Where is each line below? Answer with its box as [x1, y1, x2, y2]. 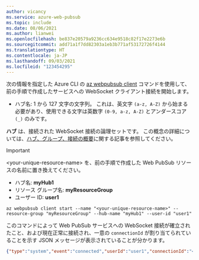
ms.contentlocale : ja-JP [6, 53, 68, 58]
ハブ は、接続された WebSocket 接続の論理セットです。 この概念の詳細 [6, 128, 179, 135]
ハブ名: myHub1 [14, 179, 54, 186]
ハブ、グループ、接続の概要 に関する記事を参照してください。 [26, 135, 176, 142]
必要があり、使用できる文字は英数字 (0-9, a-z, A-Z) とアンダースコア [14, 108, 187, 115]
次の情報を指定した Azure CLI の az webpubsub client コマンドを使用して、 [6, 80, 191, 87]
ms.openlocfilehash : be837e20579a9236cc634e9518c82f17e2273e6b [6, 36, 166, 42]
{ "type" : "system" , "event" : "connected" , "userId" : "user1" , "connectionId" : [6, 249, 190, 255]
